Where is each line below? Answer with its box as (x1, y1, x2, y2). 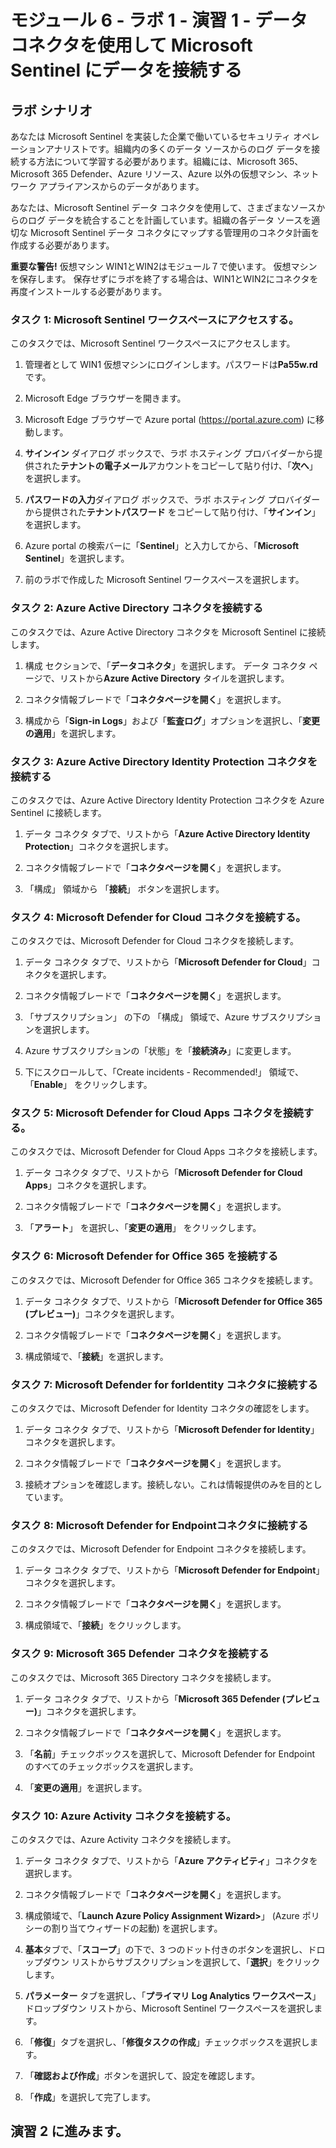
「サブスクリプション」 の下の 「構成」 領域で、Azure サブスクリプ (24, 1011, 305, 1023)
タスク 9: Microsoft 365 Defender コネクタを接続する (10, 1647, 270, 1661)
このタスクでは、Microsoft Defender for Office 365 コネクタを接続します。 (10, 1274, 318, 1286)
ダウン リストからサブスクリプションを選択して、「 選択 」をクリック (42, 1956, 321, 1968)
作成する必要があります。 (10, 239, 115, 251)
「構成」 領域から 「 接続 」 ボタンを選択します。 (24, 882, 225, 895)
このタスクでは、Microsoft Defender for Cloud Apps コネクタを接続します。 (10, 1146, 323, 1158)
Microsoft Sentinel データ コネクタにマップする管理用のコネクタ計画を (29, 227, 320, 238)
